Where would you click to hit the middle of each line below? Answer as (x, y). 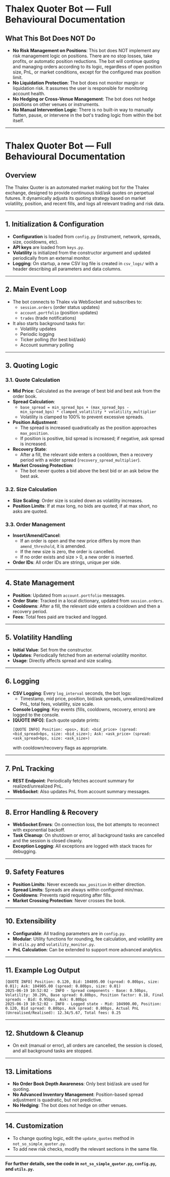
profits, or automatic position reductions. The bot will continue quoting (86, 61)
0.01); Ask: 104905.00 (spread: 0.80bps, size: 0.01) (63, 986)
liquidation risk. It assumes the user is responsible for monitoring (80, 88)
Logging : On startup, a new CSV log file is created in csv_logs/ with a (85, 263)
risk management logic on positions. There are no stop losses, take (82, 56)
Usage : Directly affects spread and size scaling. (62, 660)
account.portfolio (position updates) (59, 312)
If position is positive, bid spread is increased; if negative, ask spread (92, 439)
